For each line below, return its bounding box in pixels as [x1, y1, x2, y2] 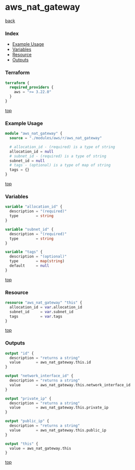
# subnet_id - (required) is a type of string [9, 154, 107, 158]
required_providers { [9, 85, 54, 90]
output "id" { [5, 351, 34, 356]
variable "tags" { [5, 250, 43, 254]
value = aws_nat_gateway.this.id [9, 360, 91, 365]
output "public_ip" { [5, 419, 50, 424]
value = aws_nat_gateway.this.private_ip [9, 405, 109, 410]
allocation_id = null [9, 149, 54, 154]
